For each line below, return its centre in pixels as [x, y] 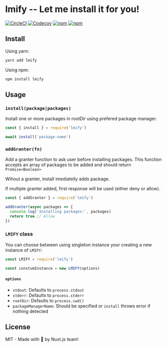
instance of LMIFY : [24, 250]
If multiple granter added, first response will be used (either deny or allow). [83, 189]
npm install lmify [24, 79]
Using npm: [17, 70]
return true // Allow [32, 216]
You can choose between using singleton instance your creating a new [78, 245]
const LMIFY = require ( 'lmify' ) [39, 259]
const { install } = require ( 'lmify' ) [46, 128]
